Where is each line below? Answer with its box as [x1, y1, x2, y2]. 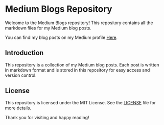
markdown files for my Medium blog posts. [5, 25, 92, 31]
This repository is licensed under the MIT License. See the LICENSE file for [5, 99, 156, 105]
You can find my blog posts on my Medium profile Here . [5, 34, 118, 40]
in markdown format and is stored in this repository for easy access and [5, 67, 150, 73]
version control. [5, 72, 37, 78]
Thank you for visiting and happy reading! [5, 114, 89, 120]
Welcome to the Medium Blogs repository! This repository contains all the [5, 20, 153, 26]
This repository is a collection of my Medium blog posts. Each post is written [5, 62, 160, 67]
